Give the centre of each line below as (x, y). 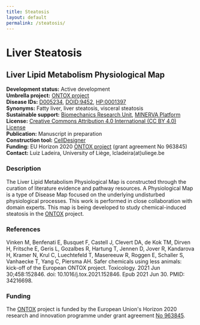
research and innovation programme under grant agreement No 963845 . (96, 315)
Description (24, 169)
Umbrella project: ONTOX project (48, 96)
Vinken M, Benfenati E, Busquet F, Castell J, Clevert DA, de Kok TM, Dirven (98, 242)
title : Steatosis (28, 12)
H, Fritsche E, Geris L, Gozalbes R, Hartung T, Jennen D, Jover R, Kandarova (100, 248)
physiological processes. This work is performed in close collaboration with (99, 201)
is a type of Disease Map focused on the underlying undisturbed (86, 194)
